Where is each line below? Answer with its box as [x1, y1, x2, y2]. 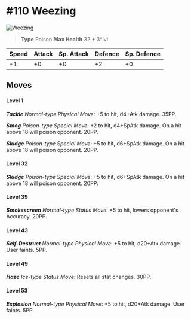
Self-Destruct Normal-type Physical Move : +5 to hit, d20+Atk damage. [6, 240, 181, 247]
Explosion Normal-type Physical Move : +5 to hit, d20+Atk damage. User [6, 300, 185, 308]
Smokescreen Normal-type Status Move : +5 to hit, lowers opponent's [6, 206, 179, 214]
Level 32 [6, 160, 28, 167]
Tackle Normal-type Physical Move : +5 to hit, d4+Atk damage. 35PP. [6, 110, 177, 117]
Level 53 [6, 287, 28, 294]
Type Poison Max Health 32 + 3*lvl [20, 35, 109, 42]
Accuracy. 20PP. [6, 212, 47, 220]
